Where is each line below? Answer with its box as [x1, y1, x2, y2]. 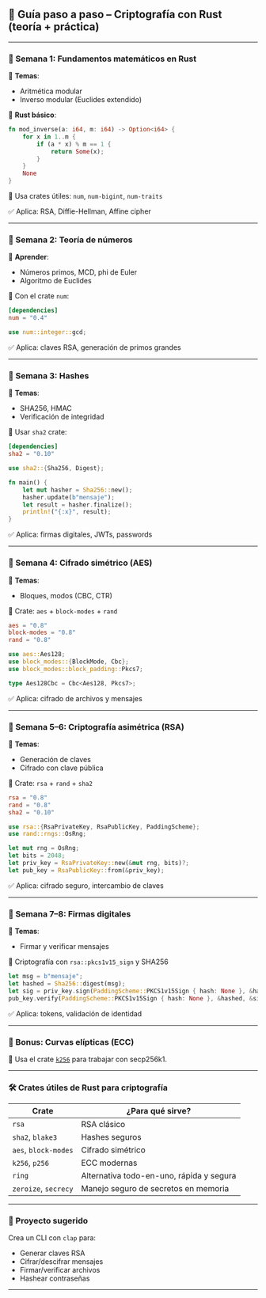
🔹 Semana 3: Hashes [8, 370, 89, 381]
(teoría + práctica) [8, 21, 100, 34]
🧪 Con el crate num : [8, 291, 70, 301]
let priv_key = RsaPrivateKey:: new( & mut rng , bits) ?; [8, 860, 190, 867]
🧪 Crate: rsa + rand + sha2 [8, 778, 93, 788]
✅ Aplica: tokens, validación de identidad [8, 1008, 142, 1018]
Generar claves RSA [19, 1248, 85, 1258]
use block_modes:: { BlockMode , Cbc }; [8, 658, 129, 666]
